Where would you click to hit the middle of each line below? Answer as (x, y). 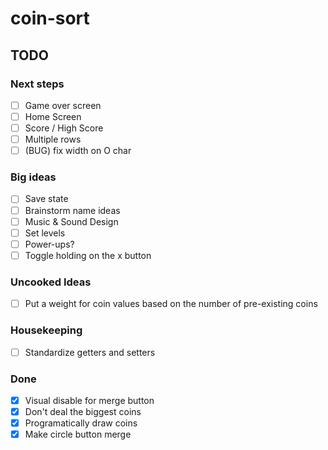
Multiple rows (53, 139)
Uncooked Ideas (51, 282)
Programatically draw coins (81, 423)
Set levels (45, 233)
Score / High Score (64, 128)
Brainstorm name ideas (72, 210)
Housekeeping (46, 330)
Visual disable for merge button (89, 400)
